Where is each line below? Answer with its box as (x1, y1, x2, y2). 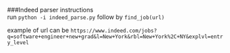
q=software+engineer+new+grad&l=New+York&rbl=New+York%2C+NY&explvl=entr (7, 33, 224, 40)
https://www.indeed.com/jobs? (70, 27, 157, 34)
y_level (7, 39, 30, 46)
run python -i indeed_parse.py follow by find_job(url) (7, 13, 165, 21)
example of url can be (7, 26, 70, 34)
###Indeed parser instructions (7, 6, 94, 14)
